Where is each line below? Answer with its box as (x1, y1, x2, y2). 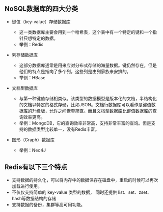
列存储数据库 (11, 52, 38, 58)
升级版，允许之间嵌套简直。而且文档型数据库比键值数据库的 (32, 108, 153, 114)
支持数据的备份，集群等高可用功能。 (11, 201, 85, 208)
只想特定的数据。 (23, 35, 58, 41)
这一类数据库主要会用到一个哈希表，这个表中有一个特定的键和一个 (19, 29, 153, 35)
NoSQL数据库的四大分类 (4, 4, 78, 13)
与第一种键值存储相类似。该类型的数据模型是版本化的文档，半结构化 (19, 95, 157, 101)
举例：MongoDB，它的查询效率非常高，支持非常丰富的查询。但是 (19, 120, 152, 126)
